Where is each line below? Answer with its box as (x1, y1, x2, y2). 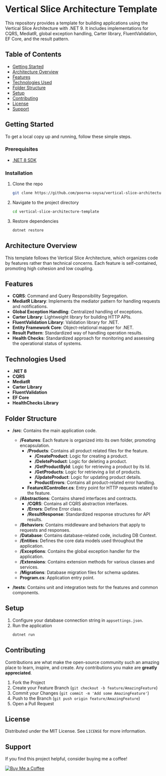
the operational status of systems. (12, 340, 82, 346)
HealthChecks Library (12, 400, 59, 406)
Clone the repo (12, 181, 43, 187)
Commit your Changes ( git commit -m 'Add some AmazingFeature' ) (12, 690, 150, 696)
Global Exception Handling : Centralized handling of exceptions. (12, 309, 143, 315)
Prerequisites (5, 146, 38, 153)
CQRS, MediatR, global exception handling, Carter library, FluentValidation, (5, 30, 158, 36)
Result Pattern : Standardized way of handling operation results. (12, 330, 143, 336)
